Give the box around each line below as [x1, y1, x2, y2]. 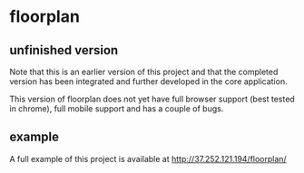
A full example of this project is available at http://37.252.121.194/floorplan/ [9, 153, 288, 164]
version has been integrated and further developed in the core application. [9, 76, 288, 87]
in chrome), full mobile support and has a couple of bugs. [9, 103, 224, 114]
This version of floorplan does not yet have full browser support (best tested [9, 93, 295, 104]
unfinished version [9, 43, 119, 58]
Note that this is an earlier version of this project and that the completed [9, 66, 279, 77]
